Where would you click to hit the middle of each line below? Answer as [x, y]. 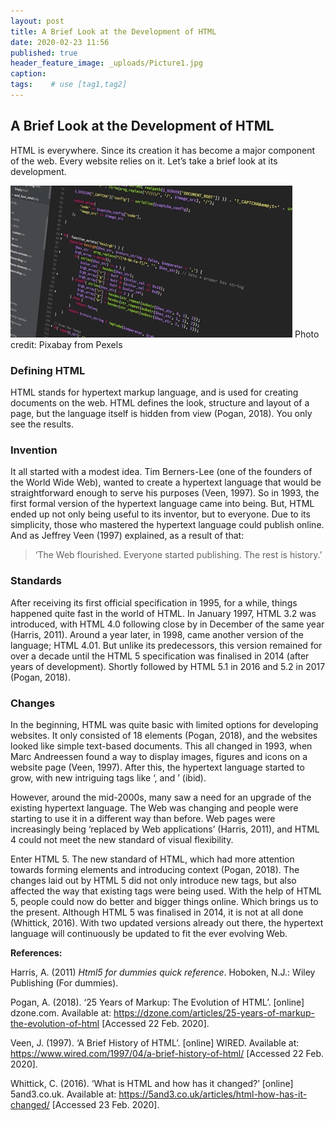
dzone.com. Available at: [61, 1012]
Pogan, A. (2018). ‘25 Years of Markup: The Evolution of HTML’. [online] [157, 1002]
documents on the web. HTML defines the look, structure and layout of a [160, 402]
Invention [34, 450]
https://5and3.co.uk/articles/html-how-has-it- [213, 1094]
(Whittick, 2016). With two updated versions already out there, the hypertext [167, 922]
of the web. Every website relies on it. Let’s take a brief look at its [144, 161]
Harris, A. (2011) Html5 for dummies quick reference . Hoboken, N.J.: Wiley [163, 972]
